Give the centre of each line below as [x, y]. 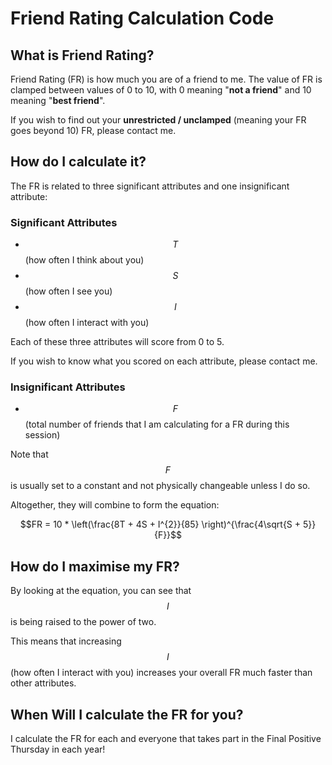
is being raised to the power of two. [83, 622]
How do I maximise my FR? [95, 566]
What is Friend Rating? [82, 55]
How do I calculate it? [78, 162]
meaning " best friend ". [58, 100]
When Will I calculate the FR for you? [127, 714]
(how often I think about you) [84, 260]
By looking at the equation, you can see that [101, 591]
